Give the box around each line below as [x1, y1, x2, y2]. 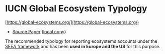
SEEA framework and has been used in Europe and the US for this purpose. [5, 43, 161, 49]
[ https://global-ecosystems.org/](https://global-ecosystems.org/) [5, 19, 139, 25]
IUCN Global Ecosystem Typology [5, 3, 148, 14]
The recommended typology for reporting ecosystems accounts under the [5, 38, 158, 44]
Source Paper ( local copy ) [12, 28, 66, 34]
